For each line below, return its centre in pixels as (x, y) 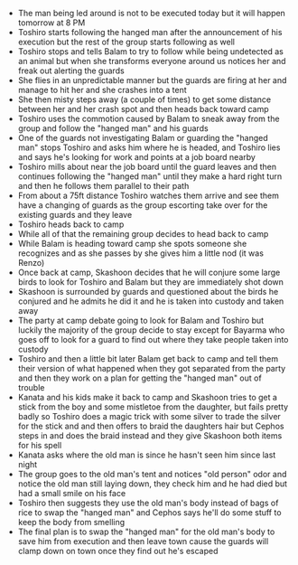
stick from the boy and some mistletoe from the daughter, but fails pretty (153, 407)
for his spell (40, 445)
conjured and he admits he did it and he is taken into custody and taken (151, 301)
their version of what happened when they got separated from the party (152, 368)
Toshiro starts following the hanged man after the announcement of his (150, 32)
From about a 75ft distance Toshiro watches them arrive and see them (149, 195)
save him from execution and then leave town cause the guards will (143, 541)
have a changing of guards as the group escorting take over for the (143, 205)
